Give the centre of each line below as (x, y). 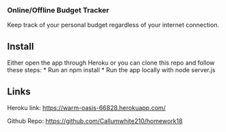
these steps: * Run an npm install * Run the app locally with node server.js (111, 70)
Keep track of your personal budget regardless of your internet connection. (113, 25)
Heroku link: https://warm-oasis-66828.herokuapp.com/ (87, 108)
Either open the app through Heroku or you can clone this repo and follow (111, 63)
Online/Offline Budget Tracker (58, 10)
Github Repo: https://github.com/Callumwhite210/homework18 (95, 120)
